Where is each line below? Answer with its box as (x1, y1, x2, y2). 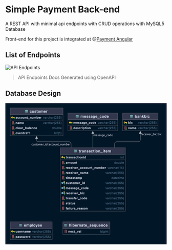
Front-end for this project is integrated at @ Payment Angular (5, 36, 133, 42)
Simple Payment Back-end (5, 4, 120, 15)
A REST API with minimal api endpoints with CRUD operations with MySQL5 (5, 20, 165, 27)
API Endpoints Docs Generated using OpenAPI (17, 74, 116, 80)
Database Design (5, 89, 61, 98)
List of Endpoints (5, 51, 60, 59)
